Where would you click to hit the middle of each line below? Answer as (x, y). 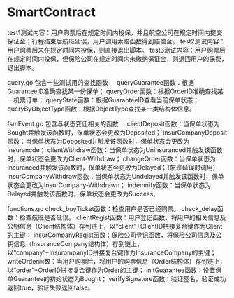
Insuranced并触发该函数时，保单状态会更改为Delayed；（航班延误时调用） (113, 167)
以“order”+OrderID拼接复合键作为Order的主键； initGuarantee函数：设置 (111, 270)
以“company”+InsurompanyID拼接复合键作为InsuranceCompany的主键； (112, 252)
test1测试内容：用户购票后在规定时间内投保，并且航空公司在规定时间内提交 (115, 32)
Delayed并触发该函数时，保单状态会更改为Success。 (83, 194)
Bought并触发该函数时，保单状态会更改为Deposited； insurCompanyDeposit (117, 132)
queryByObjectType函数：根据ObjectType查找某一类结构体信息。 (101, 109)
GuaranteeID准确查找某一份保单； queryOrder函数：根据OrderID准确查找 (112, 91)
